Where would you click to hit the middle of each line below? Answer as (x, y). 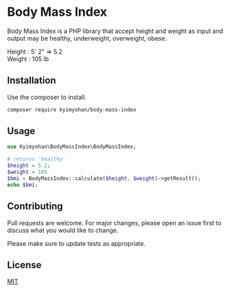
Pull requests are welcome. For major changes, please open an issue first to (114, 223)
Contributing (35, 206)
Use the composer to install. (47, 97)
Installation (32, 81)
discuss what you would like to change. (63, 230)
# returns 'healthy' (37, 159)
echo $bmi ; (23, 185)
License (24, 265)
